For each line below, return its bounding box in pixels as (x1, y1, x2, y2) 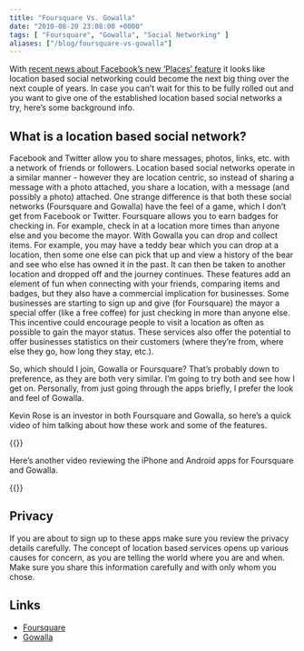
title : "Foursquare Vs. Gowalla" (9, 13, 136, 23)
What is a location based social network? (9, 128, 247, 144)
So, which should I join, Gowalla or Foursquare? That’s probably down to (9, 364, 279, 375)
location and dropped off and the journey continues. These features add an (9, 269, 291, 280)
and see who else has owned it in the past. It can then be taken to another (9, 259, 286, 270)
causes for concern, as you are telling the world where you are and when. (9, 552, 286, 563)
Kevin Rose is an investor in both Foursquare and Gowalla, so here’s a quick (9, 410, 292, 421)
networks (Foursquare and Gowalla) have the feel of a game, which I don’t (9, 201, 287, 212)
